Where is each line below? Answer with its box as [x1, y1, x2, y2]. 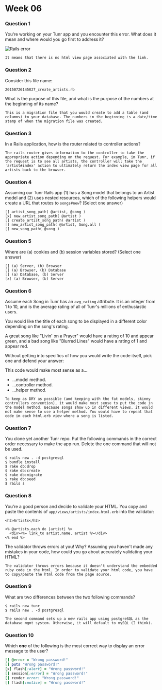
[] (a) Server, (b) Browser [5, 263, 62, 268]
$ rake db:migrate [5, 472, 42, 477]
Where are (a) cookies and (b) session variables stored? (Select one [5, 249, 141, 254]
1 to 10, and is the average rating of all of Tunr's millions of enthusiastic [5, 304, 146, 309]
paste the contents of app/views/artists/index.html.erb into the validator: [5, 508, 154, 514]
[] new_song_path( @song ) [5, 227, 60, 232]
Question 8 [5, 492, 32, 499]
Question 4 [5, 179, 32, 185]
